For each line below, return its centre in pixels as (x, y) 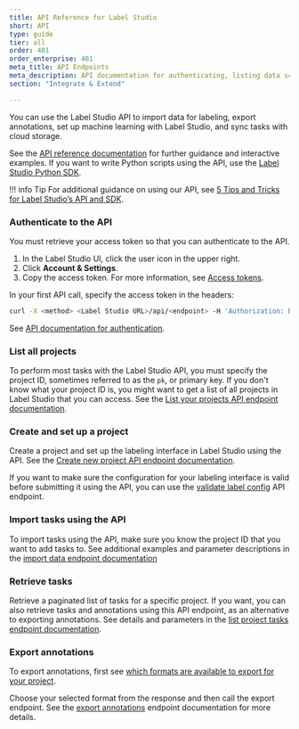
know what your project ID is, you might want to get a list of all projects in (144, 389)
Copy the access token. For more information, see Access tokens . (143, 277)
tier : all (28, 42)
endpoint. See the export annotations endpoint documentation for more (140, 708)
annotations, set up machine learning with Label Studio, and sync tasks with (149, 127)
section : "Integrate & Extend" (67, 84)
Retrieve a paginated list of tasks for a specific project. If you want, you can (148, 600)
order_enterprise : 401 (51, 59)
